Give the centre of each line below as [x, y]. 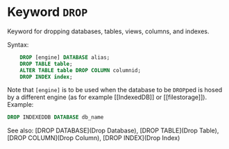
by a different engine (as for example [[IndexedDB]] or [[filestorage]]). [107, 97]
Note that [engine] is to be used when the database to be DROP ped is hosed [115, 90]
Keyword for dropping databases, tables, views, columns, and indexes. [108, 31]
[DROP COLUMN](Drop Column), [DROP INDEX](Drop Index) [94, 138]
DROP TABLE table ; [46, 64]
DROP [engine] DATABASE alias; [65, 57]
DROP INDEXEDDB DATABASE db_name [56, 117]
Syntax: [18, 44]
